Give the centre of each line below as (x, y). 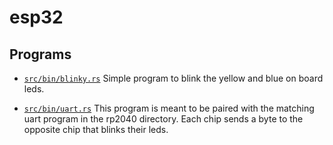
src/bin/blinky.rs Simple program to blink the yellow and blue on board (173, 78)
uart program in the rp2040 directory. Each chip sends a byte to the (163, 119)
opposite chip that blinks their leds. (96, 129)
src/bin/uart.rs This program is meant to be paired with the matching (169, 108)
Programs (40, 54)
